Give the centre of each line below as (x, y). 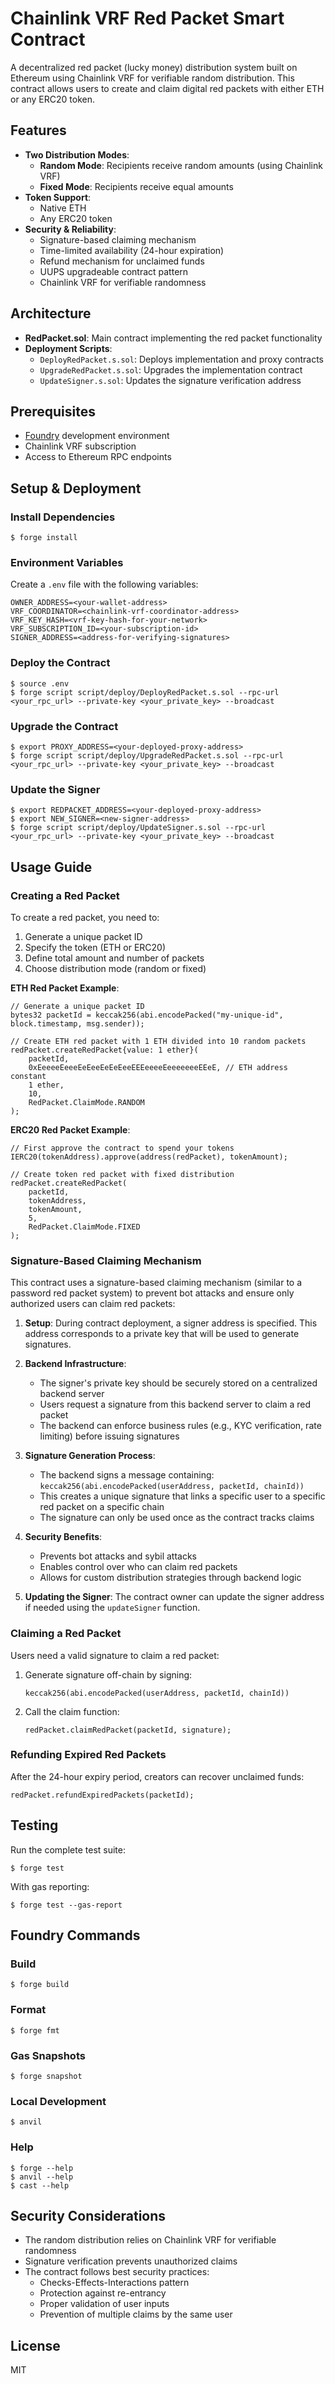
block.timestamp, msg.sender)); (77, 1023)
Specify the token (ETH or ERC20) (95, 947)
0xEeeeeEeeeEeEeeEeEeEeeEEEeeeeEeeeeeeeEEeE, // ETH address (158, 1067)
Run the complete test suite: (68, 1849)
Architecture (51, 313)
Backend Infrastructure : (75, 1364)
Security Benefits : (63, 1537)
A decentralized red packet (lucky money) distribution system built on (154, 67)
